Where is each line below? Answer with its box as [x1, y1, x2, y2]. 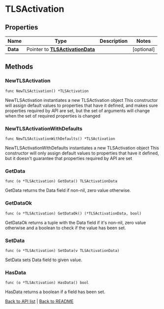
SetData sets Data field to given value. [5, 257, 82, 263]
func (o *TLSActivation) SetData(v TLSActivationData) [5, 248, 120, 253]
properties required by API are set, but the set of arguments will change [5, 107, 150, 114]
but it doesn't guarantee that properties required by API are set [5, 155, 133, 161]
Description [100, 38, 128, 44]
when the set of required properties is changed [5, 113, 101, 119]
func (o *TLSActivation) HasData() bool [5, 280, 89, 285]
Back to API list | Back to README [5, 299, 74, 305]
